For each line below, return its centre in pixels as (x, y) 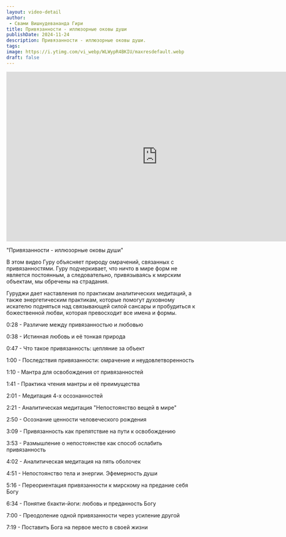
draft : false (23, 57)
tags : (13, 46)
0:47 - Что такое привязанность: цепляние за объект (75, 348)
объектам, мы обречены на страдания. (57, 281)
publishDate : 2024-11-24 (38, 35)
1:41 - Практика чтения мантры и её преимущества (73, 383)
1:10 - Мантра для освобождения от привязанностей (75, 372)
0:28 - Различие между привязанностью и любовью (75, 324)
